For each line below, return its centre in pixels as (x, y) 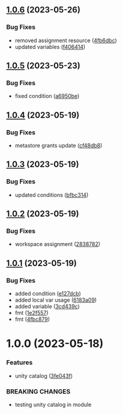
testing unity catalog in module (53, 404)
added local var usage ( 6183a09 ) (56, 300)
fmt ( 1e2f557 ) (32, 313)
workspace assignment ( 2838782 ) (58, 244)
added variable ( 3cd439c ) (47, 306)
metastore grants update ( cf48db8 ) (58, 146)
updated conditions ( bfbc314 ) (52, 195)
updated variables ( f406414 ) (50, 47)
